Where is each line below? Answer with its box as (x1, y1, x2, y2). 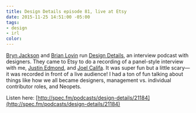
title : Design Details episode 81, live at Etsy (6, 8, 127, 15)
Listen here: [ (6, 94, 38, 101)
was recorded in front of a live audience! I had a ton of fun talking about (10, 71, 183, 77)
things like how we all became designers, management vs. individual (6, 77, 171, 84)
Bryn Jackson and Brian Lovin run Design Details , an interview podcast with (6, 52, 189, 59)
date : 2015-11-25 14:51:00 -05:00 (6, 14, 91, 20)
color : (6, 36, 22, 42)
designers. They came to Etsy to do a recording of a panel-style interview (6, 58, 184, 65)
